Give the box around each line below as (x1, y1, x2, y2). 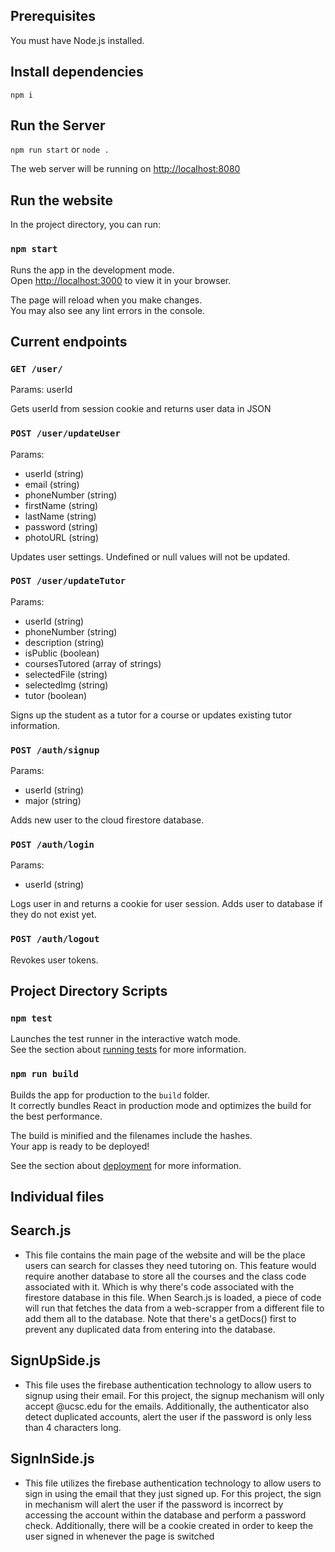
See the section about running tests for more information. (10, 1044, 247, 1056)
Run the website (10, 192, 113, 209)
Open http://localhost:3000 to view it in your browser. (10, 274, 232, 286)
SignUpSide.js (10, 1352, 102, 1369)
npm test (10, 1013, 53, 1024)
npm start (10, 244, 58, 255)
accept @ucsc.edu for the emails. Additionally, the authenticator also (24, 1400, 310, 1412)
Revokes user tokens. (10, 954, 99, 966)
